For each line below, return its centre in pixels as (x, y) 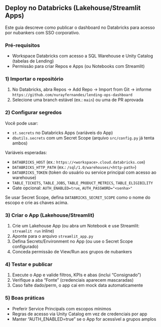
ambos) (20, 143)
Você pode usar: (21, 123)
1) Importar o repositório (34, 79)
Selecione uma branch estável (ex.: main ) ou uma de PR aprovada (78, 100)
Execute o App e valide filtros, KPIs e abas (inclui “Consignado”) (77, 275)
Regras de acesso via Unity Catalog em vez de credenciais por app (80, 314)
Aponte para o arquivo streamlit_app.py (53, 236)
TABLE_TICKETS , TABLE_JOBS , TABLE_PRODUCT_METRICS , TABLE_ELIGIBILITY (82, 183)
